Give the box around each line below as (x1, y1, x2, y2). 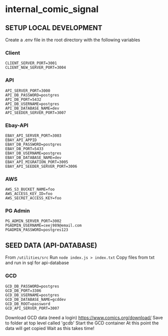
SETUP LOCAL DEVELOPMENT (5, 24, 103, 32)
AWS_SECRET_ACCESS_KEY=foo (5, 196, 62, 201)
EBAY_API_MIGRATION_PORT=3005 (5, 159, 69, 164)
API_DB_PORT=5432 (5, 97, 42, 102)
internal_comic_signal (5, 4, 99, 15)
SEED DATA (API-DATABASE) (5, 241, 97, 250)
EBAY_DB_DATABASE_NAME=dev (5, 155, 62, 160)
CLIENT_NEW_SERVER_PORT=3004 (5, 65, 66, 70)
